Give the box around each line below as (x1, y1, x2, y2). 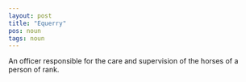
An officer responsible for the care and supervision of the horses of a (8, 56, 239, 66)
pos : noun (8, 27, 42, 35)
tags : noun (8, 34, 45, 43)
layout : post (8, 11, 52, 20)
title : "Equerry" (8, 19, 67, 27)
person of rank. (8, 65, 60, 75)
